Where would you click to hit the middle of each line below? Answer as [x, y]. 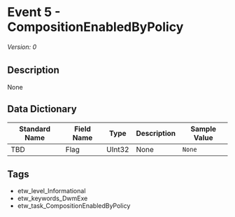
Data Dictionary [42, 109]
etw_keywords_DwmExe [52, 198]
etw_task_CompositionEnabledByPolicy [74, 206]
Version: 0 [22, 47]
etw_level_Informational [51, 191]
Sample [204, 129]
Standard [35, 129]
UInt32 [117, 149]
